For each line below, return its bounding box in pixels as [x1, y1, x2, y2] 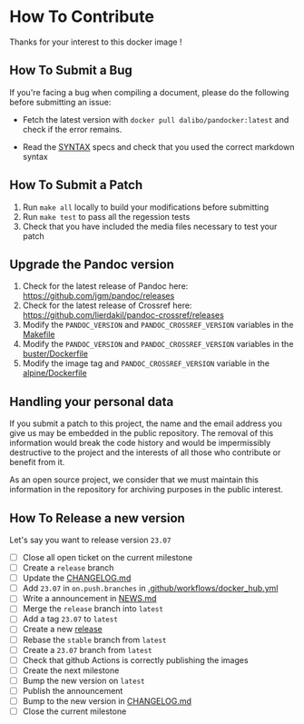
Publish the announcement [22, 685, 123, 696]
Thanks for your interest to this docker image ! [9, 36, 182, 47]
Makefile [22, 329, 55, 340]
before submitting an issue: [9, 96, 112, 107]
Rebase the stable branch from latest [22, 634, 167, 645]
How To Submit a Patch [9, 177, 143, 193]
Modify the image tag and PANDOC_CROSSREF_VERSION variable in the [22, 358, 270, 369]
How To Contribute [9, 6, 154, 27]
